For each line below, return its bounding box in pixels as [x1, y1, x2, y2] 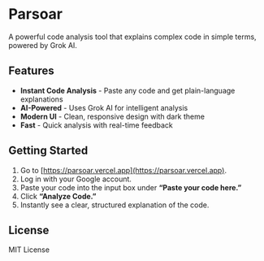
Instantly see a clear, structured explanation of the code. [19, 200, 210, 210]
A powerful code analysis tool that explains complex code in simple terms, [8, 32, 258, 41]
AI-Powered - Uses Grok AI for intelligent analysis [19, 102, 188, 112]
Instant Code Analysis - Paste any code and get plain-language [19, 85, 236, 95]
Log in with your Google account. [19, 174, 132, 184]
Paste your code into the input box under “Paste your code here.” [19, 182, 242, 192]
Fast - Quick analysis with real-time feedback [19, 120, 173, 130]
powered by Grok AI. [8, 40, 77, 50]
